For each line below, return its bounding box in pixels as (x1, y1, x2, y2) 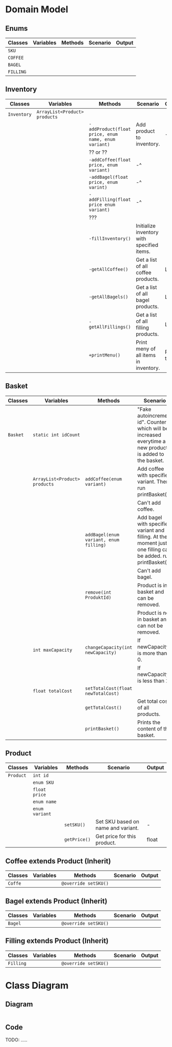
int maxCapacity (32, 647, 73, 653)
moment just (137, 539, 167, 547)
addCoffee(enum (85, 476, 122, 482)
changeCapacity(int (85, 644, 133, 650)
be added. (137, 552, 162, 559)
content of (137, 725, 162, 732)
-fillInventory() (89, 236, 131, 241)
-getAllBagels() (89, 294, 128, 300)
